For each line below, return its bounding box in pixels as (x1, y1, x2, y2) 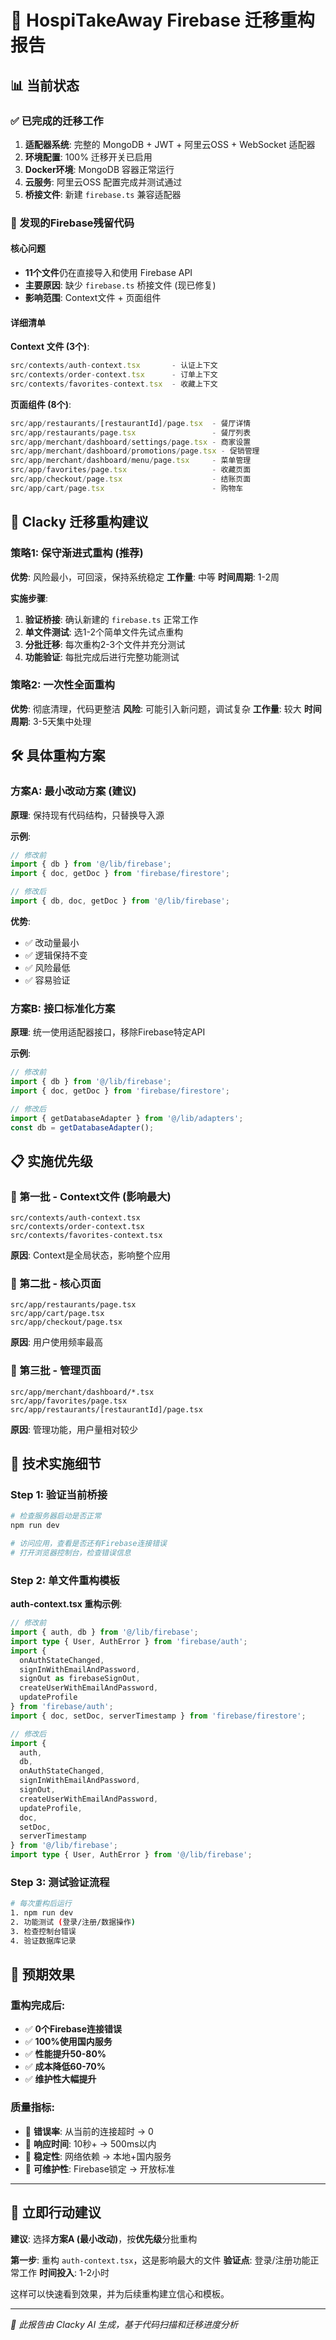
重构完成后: (10, 1999, 66, 2013)
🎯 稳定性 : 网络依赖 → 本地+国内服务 (24, 2150, 172, 2162)
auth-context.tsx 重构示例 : (10, 1598, 123, 1610)
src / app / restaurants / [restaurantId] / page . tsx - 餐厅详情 (10, 418, 252, 428)
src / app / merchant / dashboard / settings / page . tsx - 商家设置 (10, 437, 252, 447)
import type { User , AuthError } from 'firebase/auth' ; (10, 1636, 248, 1646)
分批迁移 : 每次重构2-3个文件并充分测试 (24, 638, 186, 650)
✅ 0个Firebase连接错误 (24, 2023, 123, 2035)
